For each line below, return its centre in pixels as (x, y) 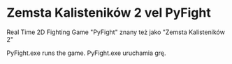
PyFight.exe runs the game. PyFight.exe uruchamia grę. (86, 53)
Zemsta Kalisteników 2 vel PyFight (109, 13)
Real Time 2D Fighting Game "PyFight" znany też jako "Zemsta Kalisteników (116, 32)
